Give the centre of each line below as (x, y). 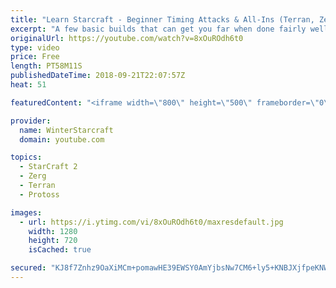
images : (26, 212)
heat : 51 (28, 85)
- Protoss (39, 194)
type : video (35, 47)
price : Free (35, 57)
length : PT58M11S (46, 66)
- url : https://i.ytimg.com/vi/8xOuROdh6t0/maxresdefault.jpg (151, 222)
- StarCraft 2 (48, 167)
